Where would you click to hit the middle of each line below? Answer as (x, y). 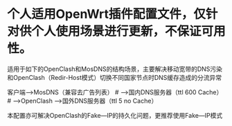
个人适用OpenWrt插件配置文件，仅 (107, 14)
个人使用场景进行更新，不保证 (117, 31)
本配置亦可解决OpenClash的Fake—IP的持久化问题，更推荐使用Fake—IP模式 (115, 115)
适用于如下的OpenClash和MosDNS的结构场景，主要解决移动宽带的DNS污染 (115, 69)
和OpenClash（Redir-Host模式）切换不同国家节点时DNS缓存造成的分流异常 (115, 77)
